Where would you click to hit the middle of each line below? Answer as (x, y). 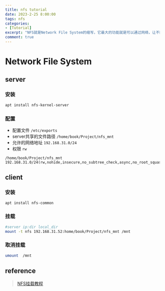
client (14, 178)
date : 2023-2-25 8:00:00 (30, 14)
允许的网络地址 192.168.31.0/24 (44, 142)
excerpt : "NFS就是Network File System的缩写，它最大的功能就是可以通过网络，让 (81, 32)
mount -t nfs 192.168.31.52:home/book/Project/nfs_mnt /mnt (68, 231)
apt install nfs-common (29, 203)
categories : (17, 23)
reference (20, 271)
